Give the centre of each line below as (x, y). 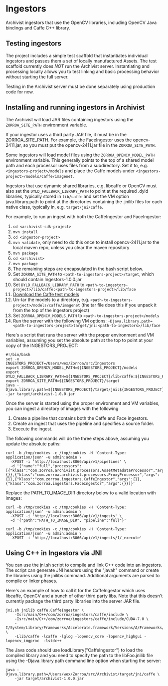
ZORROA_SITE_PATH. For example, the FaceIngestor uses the (69, 140)
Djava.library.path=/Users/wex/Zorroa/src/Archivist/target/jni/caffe (81, 675)
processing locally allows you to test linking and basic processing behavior (83, 71)
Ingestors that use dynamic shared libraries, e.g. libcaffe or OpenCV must (81, 186)
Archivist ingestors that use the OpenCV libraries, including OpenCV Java (81, 22)
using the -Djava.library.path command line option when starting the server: (84, 661)
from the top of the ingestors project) (51, 310)
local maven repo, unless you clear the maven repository (71, 247)
